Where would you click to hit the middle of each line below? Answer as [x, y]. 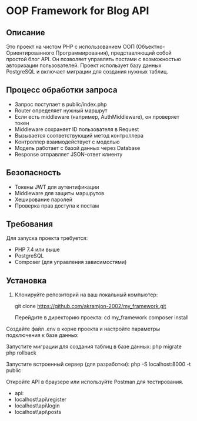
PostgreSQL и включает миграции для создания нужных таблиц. [87, 71]
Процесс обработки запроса [62, 90]
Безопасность [34, 173]
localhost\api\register [40, 400]
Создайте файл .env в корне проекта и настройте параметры [83, 329]
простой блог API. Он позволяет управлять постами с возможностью [94, 59]
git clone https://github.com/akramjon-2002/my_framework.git [90, 306]
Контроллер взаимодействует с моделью [67, 142]
